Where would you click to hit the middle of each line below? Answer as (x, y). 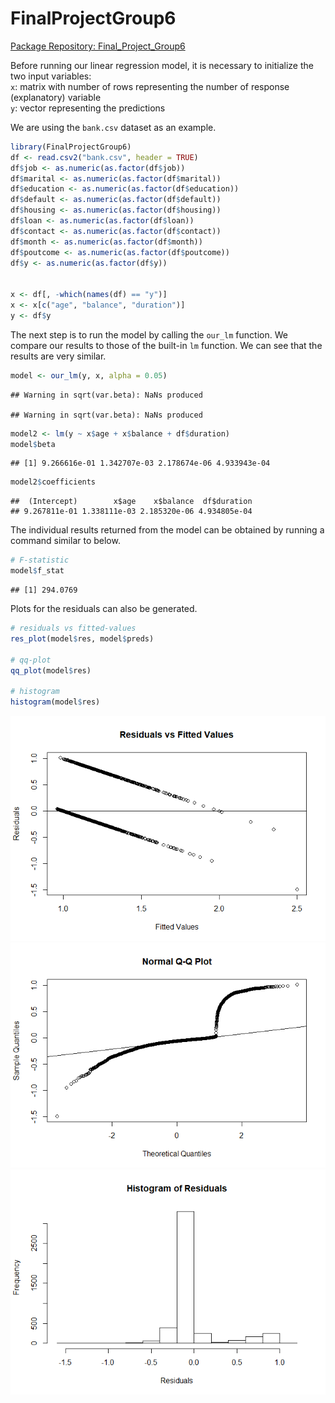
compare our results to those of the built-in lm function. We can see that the (166, 345)
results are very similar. (58, 356)
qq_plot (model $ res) (51, 670)
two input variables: (51, 76)
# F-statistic (40, 560)
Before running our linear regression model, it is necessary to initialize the (162, 65)
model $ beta (33, 444)
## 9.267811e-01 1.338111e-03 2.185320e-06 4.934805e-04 (131, 512)
